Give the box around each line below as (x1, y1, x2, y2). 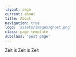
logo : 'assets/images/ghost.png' (5, 25, 72, 30)
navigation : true (5, 20, 40, 26)
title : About (5, 16, 31, 21)
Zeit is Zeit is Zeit (5, 47, 39, 53)
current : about (5, 12, 36, 16)
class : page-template (5, 29, 49, 34)
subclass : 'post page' (5, 34, 51, 39)
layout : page (5, 7, 31, 12)
